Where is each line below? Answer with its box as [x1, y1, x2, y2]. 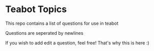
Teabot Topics [5, 4, 67, 15]
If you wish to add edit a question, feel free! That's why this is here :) [5, 39, 149, 46]
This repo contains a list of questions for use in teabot [5, 20, 119, 26]
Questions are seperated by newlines [5, 30, 84, 36]
